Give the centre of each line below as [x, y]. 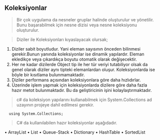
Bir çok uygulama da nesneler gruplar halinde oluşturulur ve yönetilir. [85, 19]
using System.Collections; [36, 114]
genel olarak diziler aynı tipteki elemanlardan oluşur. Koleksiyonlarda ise [83, 70]
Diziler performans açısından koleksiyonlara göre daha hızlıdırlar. [76, 80]
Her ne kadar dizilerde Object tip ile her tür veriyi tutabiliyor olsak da [80, 64]
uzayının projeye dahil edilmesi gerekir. [55, 105]
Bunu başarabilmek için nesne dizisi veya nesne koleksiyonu [77, 25]
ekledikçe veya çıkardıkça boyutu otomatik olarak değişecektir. [74, 59]
